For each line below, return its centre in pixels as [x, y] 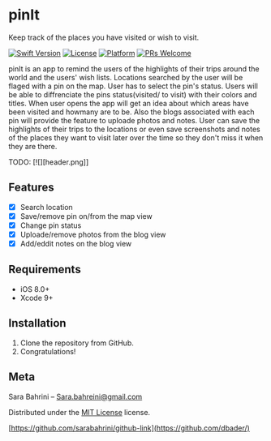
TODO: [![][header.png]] [49, 162]
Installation [37, 323]
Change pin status [51, 225]
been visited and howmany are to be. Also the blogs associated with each [131, 112]
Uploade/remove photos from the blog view [93, 234]
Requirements [45, 270]
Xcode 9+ [37, 298]
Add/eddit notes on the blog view [76, 244]
